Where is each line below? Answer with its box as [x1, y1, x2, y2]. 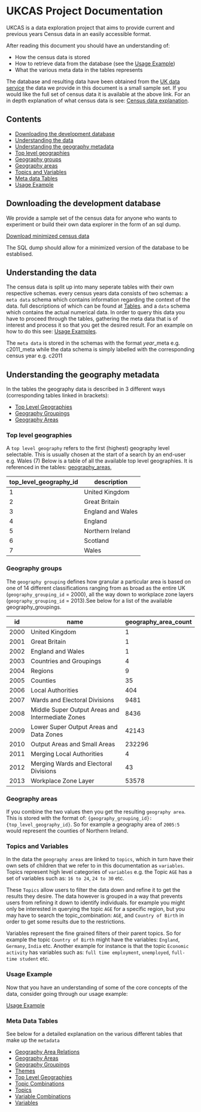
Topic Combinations [14, 1080, 65, 1087]
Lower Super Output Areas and [31, 722, 118, 731]
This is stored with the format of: [6, 815, 87, 822]
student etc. [19, 955, 50, 962]
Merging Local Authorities [31, 749, 103, 758]
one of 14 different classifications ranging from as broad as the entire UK [6, 584, 185, 591]
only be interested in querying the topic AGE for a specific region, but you [6, 906, 185, 913]
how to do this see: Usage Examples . [6, 328, 98, 335]
